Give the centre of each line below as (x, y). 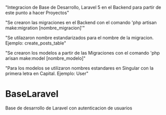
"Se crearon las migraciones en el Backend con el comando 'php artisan (81, 23)
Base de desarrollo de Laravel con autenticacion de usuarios (69, 108)
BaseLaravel (32, 94)
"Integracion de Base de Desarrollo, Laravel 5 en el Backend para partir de (83, 7)
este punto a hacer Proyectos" (37, 13)
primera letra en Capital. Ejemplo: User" (47, 73)
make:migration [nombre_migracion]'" (45, 28)
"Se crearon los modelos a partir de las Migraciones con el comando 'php (83, 53)
